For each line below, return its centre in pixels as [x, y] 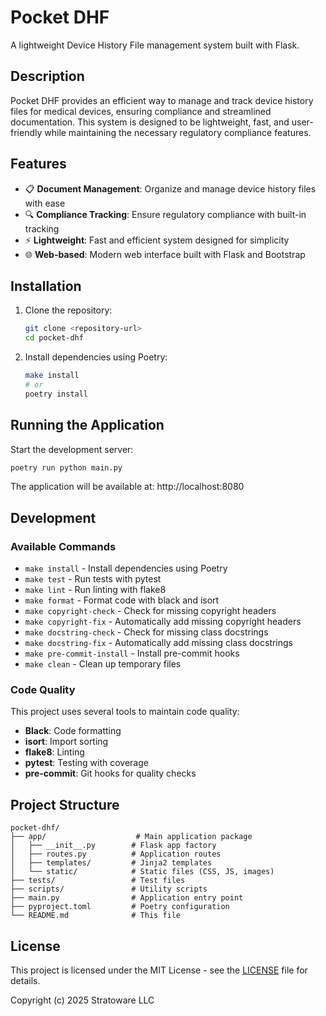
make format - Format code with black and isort [122, 600]
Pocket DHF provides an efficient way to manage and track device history [162, 100]
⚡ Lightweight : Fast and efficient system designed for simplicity [157, 240]
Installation [46, 286]
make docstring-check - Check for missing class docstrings [146, 632]
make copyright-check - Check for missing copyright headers [150, 611]
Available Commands [63, 546]
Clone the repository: [68, 310]
